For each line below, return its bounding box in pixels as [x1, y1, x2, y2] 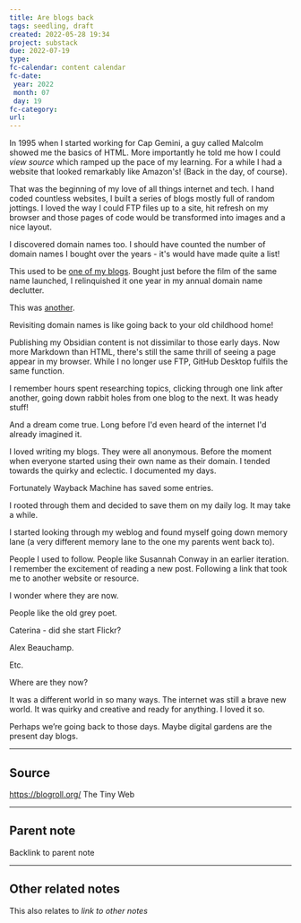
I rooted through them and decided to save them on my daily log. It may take [9, 500, 291, 511]
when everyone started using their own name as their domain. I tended [9, 456, 271, 467]
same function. [9, 366, 65, 376]
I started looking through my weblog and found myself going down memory [9, 527, 288, 538]
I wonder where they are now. [9, 591, 119, 601]
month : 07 [13, 88, 50, 97]
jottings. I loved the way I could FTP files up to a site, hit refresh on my [9, 203, 269, 213]
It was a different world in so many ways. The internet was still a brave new [9, 694, 287, 705]
